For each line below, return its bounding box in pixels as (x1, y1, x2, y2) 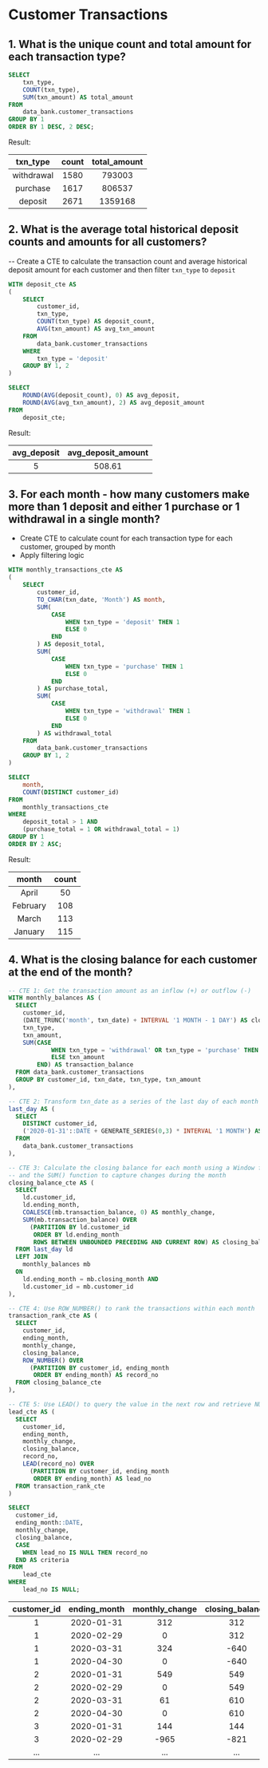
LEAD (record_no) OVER (22, 1460, 94, 1468)
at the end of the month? (8, 966, 133, 979)
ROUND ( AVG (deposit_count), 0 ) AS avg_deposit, (22, 391, 180, 400)
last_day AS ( (8, 1105, 56, 1113)
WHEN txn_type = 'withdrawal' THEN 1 (65, 707, 191, 715)
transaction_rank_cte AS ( (8, 1311, 98, 1320)
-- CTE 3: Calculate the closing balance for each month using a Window (8, 1164, 255, 1172)
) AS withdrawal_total (37, 729, 112, 738)
